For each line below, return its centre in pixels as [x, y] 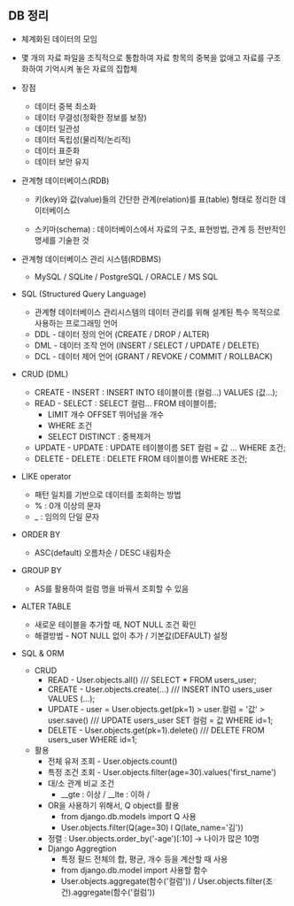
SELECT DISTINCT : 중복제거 [99, 436]
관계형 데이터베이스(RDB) [65, 180]
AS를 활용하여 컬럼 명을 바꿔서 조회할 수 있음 [112, 588]
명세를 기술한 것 [62, 240]
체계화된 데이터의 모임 [59, 39]
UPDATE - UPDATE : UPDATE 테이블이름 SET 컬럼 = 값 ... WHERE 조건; [160, 447]
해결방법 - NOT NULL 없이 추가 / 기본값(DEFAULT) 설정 [131, 635]
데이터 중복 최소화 [65, 106]
